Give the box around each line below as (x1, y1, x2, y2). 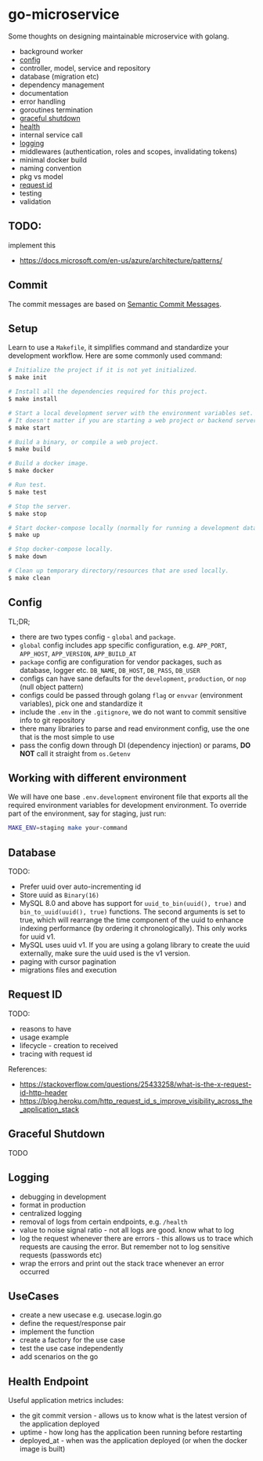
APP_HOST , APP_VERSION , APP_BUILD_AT (19, 648, 137, 658)
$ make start (8, 424, 51, 432)
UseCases (8, 1289, 59, 1302)
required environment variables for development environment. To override (8, 801, 247, 810)
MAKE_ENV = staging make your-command (8, 824, 128, 832)
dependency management (19, 80, 105, 89)
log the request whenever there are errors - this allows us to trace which (19, 1233, 254, 1243)
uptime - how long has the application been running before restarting (19, 1427, 243, 1437)
